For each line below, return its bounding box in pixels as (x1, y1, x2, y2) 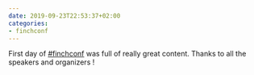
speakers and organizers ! (8, 57, 95, 67)
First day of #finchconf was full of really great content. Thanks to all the (8, 49, 247, 59)
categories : (8, 19, 48, 27)
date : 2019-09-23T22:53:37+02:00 (8, 11, 121, 20)
